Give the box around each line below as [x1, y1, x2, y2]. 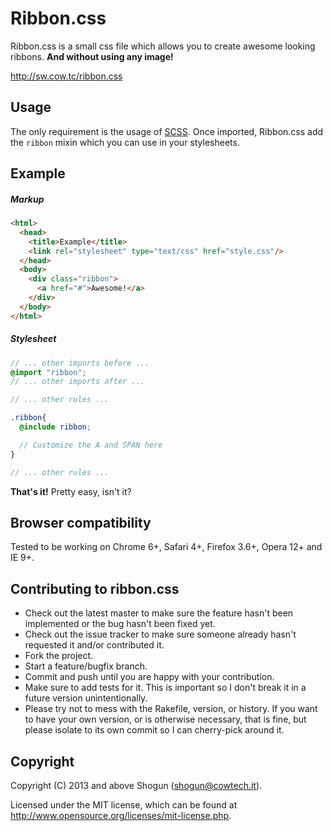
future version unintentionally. [24, 692, 148, 704]
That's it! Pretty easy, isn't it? [10, 485, 132, 497]
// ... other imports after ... [10, 377, 145, 387]
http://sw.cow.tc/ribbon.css [10, 70, 123, 82]
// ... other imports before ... [10, 358, 150, 368]
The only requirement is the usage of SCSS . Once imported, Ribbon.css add [10, 125, 324, 137]
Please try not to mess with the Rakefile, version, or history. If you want [24, 703, 318, 715]
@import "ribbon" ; [10, 367, 87, 377]
